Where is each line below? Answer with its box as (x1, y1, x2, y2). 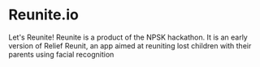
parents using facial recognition (8, 49, 115, 59)
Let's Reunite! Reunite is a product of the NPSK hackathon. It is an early (8, 32, 248, 42)
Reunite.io (8, 6, 79, 24)
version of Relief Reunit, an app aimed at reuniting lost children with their (8, 40, 252, 50)
